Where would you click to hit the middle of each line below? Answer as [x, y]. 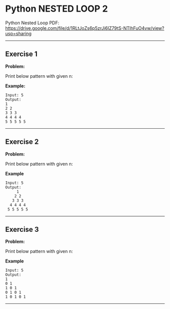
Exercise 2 [22, 142]
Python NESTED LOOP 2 [57, 9]
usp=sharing [18, 33]
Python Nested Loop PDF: [32, 23]
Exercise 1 [22, 54]
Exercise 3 [22, 229]
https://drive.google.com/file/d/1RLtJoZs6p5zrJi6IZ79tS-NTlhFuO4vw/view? [85, 28]
